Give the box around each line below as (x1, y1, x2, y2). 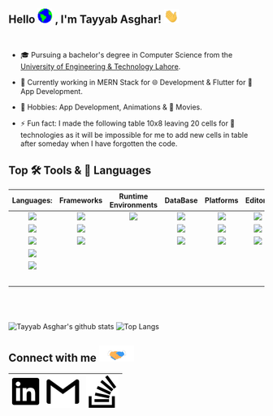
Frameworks (59, 195, 103, 205)
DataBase (164, 195, 198, 205)
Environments (109, 199, 158, 209)
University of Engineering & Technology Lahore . (19, 62, 181, 71)
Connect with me (8, 351, 97, 365)
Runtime (119, 191, 149, 201)
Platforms (204, 195, 239, 205)
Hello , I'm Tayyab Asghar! (8, 13, 162, 26)
